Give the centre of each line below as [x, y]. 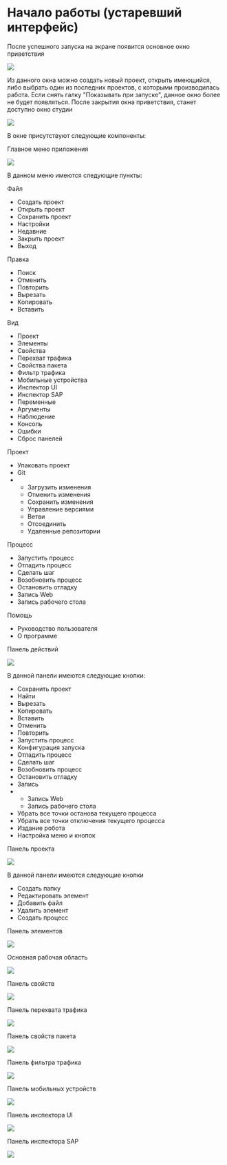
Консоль [30, 424]
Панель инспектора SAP [43, 1141]
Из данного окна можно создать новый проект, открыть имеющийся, [109, 80]
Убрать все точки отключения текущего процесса [91, 820]
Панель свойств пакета [42, 1036]
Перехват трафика [44, 358]
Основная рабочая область [47, 957]
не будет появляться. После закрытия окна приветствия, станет [102, 102]
